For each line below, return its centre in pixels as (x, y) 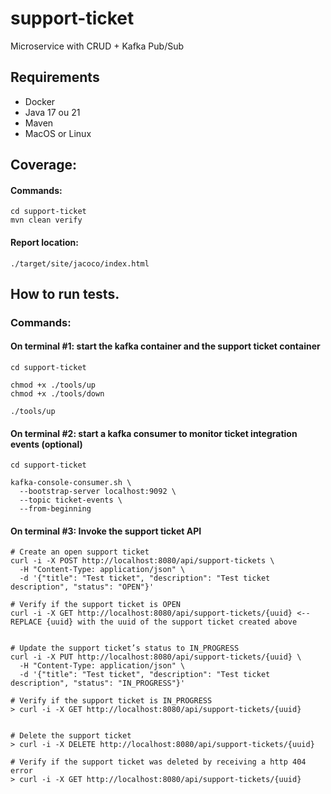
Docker (40, 101)
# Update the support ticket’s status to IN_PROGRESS (125, 648)
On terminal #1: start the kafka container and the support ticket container (165, 346)
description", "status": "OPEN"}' (82, 587)
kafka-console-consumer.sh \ (71, 483)
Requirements (55, 77)
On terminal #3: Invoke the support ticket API (106, 531)
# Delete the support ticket (71, 736)
